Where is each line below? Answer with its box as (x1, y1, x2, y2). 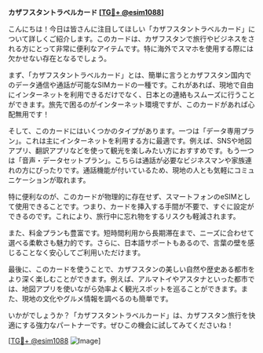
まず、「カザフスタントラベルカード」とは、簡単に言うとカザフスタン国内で (8, 71, 252, 79)
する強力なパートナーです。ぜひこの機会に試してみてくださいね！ (22, 321, 234, 329)
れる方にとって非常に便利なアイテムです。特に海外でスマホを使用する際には (8, 44, 254, 53)
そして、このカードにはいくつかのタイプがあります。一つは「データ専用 (8, 126, 241, 136)
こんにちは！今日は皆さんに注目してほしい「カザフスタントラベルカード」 (8, 24, 249, 34)
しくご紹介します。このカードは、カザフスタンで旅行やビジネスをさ (35, 35, 255, 43)
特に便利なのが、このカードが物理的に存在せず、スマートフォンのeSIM (8, 192, 237, 201)
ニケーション (8, 176, 49, 184)
